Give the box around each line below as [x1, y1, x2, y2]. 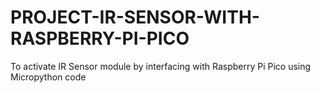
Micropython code [10, 71, 87, 83]
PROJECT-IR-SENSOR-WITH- [10, 6, 260, 29]
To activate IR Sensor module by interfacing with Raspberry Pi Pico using [10, 60, 312, 72]
